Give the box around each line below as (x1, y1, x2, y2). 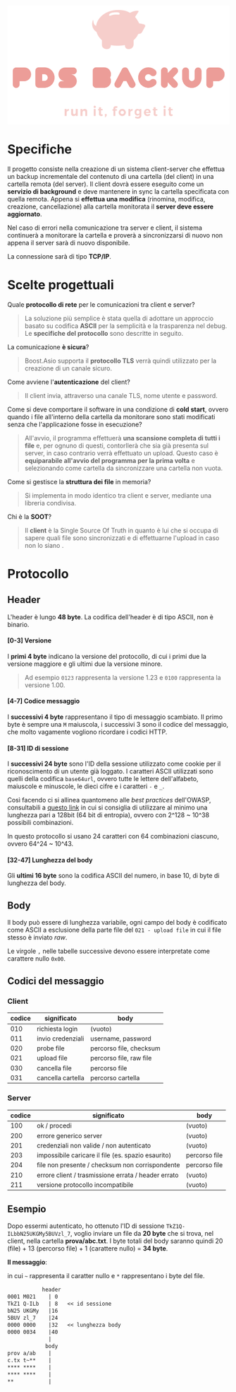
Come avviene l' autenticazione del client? (7, 378, 130, 386)
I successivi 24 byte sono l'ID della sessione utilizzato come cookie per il (7, 759, 221, 768)
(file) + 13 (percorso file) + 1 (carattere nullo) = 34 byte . (7, 1244, 168, 1253)
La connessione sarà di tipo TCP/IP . (7, 252, 111, 260)
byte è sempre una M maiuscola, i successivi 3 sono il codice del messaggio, (7, 720, 229, 728)
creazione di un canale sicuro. (24, 363, 113, 373)
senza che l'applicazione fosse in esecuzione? (7, 420, 142, 428)
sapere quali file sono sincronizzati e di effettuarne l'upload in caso (24, 533, 220, 542)
